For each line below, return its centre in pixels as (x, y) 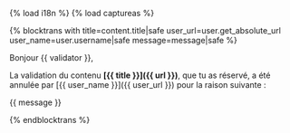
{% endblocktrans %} (50, 120)
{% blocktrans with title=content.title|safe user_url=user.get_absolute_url (145, 30)
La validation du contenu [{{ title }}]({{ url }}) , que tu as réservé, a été (140, 75)
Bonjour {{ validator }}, (51, 57)
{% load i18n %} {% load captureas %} (82, 13)
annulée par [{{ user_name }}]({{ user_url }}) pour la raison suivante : (138, 85)
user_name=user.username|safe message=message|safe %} (124, 40)
